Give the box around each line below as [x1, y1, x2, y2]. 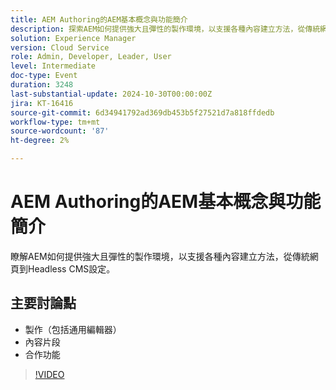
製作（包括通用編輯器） [24, 323, 122, 335]
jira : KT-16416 [10, 98, 74, 108]
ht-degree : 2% [10, 136, 70, 146]
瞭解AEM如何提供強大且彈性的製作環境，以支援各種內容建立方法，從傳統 [10, 250, 310, 262]
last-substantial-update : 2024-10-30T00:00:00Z [10, 89, 213, 99]
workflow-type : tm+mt [10, 117, 101, 127]
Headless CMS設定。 [27, 262, 116, 275]
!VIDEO [34, 368, 65, 380]
